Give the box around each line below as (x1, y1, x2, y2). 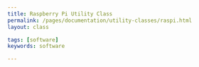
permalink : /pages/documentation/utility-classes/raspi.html (7, 17, 193, 24)
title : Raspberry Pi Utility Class (7, 10, 113, 18)
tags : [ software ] (7, 36, 59, 43)
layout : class (7, 23, 50, 30)
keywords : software (7, 43, 65, 50)
